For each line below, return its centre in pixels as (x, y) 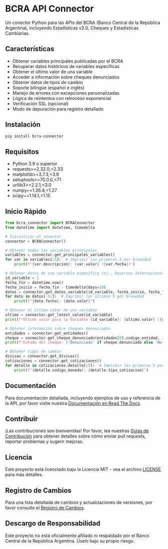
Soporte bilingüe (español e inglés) (48, 88)
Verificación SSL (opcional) (40, 104)
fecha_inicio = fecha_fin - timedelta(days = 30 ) (56, 287)
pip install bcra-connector (34, 136)
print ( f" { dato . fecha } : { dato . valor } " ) (54, 301)
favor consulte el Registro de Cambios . (45, 507)
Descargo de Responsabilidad (53, 523)
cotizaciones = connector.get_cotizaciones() (53, 361)
